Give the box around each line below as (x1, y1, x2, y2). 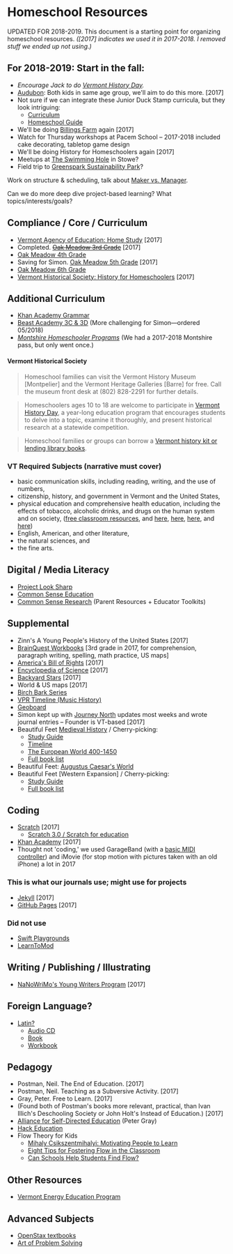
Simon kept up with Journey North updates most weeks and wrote (17, 710, 207, 718)
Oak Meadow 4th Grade (17, 250, 87, 259)
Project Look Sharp (17, 582, 73, 591)
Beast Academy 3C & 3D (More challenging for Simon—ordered (17, 319, 200, 327)
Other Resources (7, 1174, 82, 1186)
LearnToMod (17, 941, 54, 949)
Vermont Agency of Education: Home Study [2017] (17, 235, 163, 244)
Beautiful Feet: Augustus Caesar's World (17, 762, 134, 771)
